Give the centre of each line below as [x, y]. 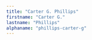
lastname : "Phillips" [33, 22]
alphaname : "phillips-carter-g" [46, 28]
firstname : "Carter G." [36, 17]
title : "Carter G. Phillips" [42, 11]
